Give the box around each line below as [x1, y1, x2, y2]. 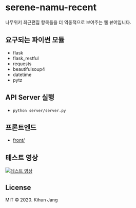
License [5, 183, 31, 192]
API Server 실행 [5, 93, 55, 102]
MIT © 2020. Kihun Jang [5, 197, 58, 203]
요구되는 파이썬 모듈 [5, 35, 65, 45]
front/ [12, 137, 25, 143]
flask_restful [12, 55, 39, 61]
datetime [12, 71, 32, 78]
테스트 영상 [5, 153, 38, 162]
